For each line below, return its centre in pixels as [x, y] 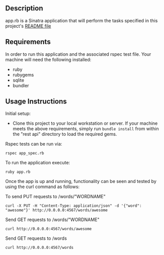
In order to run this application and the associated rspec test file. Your [78, 54]
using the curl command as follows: [42, 187]
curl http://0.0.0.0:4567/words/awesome [49, 229]
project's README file [28, 26]
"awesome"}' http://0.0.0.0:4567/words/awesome [57, 210]
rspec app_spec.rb [25, 153]
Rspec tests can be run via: [34, 144]
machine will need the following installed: [48, 59]
